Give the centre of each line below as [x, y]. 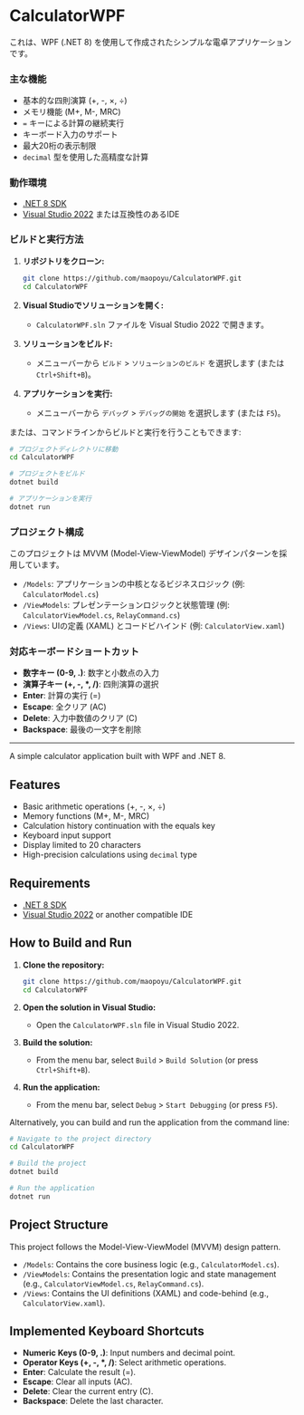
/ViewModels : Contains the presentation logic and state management [149, 1274]
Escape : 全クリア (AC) [64, 707]
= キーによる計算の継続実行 [73, 123]
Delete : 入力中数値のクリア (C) [80, 718]
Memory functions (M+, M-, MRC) [86, 816]
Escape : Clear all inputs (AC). [77, 1381]
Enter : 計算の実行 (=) [62, 696]
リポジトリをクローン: [63, 261]
